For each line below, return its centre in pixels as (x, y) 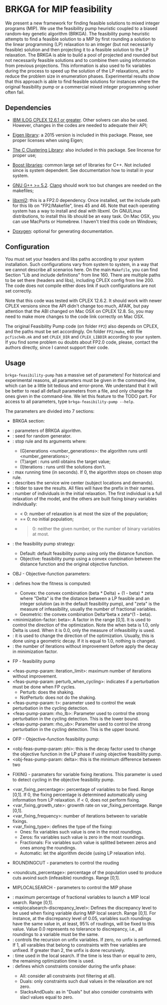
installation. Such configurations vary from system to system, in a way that (82, 264)
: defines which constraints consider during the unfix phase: (74, 966)
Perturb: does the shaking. (47, 692)
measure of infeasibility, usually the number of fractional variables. (88, 609)
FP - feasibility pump (34, 661)
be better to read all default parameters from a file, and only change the (79, 391)
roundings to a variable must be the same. (56, 934)
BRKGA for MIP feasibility (59, 9)
